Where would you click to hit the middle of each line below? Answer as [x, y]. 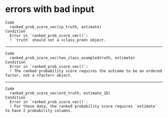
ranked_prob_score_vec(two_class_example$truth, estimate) [72, 58]
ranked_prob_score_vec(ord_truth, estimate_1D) [60, 93]
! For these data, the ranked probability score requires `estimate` [83, 106]
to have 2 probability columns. [39, 110]
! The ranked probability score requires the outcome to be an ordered [86, 71]
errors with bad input [50, 9]
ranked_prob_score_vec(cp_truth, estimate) [55, 27]
